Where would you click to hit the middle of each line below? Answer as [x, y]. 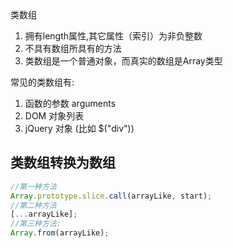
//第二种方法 [33, 205]
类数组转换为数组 [63, 163]
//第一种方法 [33, 186]
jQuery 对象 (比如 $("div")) [79, 128]
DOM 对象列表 [54, 116]
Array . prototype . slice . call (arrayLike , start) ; [111, 196]
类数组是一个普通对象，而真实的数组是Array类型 [123, 61]
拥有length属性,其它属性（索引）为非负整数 [113, 36]
